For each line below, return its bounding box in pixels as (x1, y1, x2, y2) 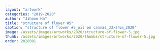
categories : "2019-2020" (5, 12, 56, 17)
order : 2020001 (5, 39, 36, 44)
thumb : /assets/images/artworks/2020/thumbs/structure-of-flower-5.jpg (5, 34, 155, 39)
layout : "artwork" (5, 7, 43, 12)
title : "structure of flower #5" (5, 20, 74, 26)
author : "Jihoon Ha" (5, 16, 48, 21)
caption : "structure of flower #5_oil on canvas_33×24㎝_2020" (5, 25, 137, 30)
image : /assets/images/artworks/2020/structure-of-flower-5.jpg (5, 30, 140, 34)
